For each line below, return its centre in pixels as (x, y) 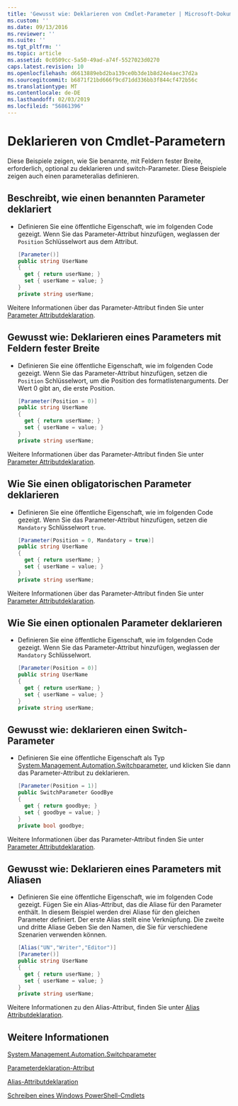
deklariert (29, 210)
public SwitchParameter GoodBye (65, 793)
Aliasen (24, 880)
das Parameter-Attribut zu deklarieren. (74, 773)
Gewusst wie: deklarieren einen (79, 730)
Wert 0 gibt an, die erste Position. (66, 388)
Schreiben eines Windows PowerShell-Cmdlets (76, 1095)
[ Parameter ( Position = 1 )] (57, 786)
